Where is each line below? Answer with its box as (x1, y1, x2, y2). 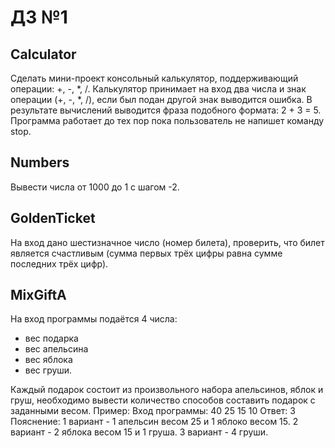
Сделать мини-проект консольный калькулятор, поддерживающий (10, 72, 299, 84)
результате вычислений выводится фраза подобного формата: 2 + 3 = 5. (10, 104, 322, 116)
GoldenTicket (10, 210, 96, 227)
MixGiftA (10, 287, 67, 304)
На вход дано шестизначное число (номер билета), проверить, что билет (10, 236, 325, 248)
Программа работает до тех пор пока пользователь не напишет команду (10, 115, 325, 126)
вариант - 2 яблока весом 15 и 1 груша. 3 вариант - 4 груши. (10, 426, 269, 438)
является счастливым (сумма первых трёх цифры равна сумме (10, 247, 283, 259)
